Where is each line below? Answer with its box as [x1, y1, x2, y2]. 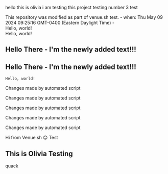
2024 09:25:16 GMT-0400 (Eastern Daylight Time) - [5, 20, 115, 26]
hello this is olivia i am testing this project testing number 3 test [5, 5, 138, 10]
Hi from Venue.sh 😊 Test [5, 135, 58, 141]
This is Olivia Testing [5, 149, 73, 158]
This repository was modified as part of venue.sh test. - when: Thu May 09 [5, 14, 163, 20]
